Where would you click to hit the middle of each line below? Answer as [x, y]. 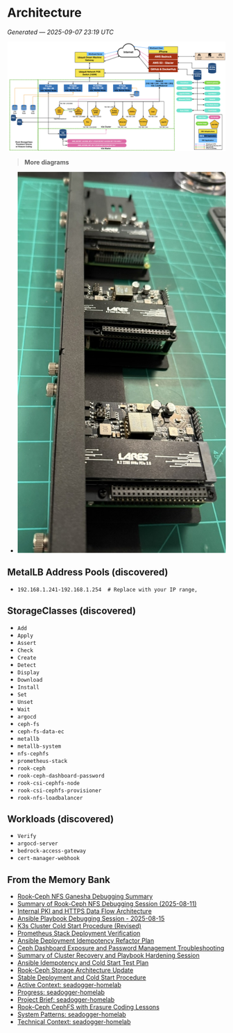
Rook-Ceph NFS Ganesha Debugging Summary [85, 896]
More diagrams [46, 162]
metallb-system [39, 746]
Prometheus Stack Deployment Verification [79, 933]
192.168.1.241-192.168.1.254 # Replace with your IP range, [107, 589]
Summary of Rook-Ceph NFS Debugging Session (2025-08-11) [107, 904]
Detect [27, 665]
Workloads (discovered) [61, 820]
